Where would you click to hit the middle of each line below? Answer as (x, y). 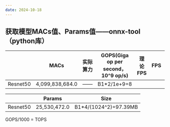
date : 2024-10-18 (24, 10)
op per (115, 62)
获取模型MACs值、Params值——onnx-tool (73, 31)
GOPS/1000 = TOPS (26, 119)
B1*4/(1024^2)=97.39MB (106, 107)
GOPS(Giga (115, 55)
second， (115, 69)
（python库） (27, 41)
